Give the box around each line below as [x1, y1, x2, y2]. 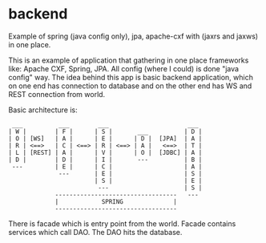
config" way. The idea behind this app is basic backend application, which [8, 72, 254, 82]
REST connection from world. [8, 89, 106, 99]
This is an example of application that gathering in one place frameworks [8, 55, 249, 65]
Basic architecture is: [8, 105, 78, 115]
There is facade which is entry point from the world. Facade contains [8, 218, 236, 229]
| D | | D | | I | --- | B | [8, 156, 203, 164]
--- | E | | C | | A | [11, 162, 203, 171]
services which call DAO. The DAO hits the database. [8, 227, 183, 237]
